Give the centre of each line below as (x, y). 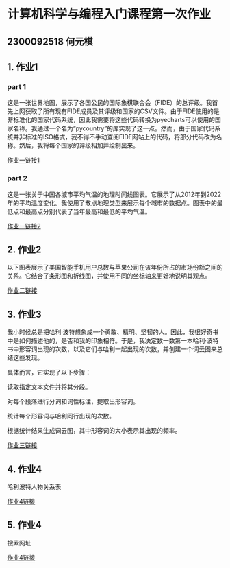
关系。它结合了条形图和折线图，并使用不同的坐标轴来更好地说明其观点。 (109, 276)
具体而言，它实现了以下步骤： (49, 372)
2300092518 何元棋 (50, 42)
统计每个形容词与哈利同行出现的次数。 (61, 416)
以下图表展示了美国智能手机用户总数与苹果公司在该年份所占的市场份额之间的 (115, 268)
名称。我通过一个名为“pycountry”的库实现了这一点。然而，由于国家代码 (114, 128)
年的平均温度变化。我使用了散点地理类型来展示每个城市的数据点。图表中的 (112, 202)
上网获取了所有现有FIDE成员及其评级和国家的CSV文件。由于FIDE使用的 (113, 111)
